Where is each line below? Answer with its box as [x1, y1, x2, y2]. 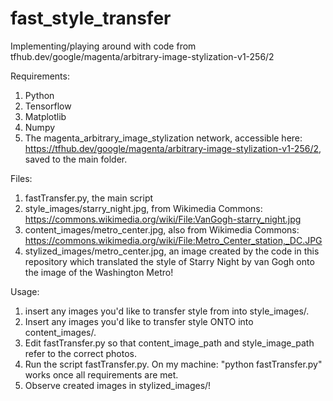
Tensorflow [24, 100, 72, 112]
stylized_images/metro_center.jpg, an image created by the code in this [24, 245, 320, 257]
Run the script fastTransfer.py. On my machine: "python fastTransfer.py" [24, 358, 323, 370]
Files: [10, 172, 33, 184]
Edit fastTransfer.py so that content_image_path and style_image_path [24, 337, 315, 349]
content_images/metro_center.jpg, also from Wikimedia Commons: [24, 223, 300, 236]
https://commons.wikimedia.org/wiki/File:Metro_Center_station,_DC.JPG [24, 234, 323, 246]
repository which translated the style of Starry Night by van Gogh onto [24, 255, 315, 267]
